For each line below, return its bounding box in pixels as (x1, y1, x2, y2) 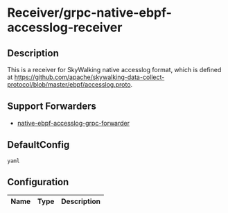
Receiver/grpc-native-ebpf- (7, 5, 172, 21)
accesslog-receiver (7, 19, 123, 35)
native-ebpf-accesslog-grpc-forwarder (17, 119, 130, 127)
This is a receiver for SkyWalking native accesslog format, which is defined (7, 66, 222, 74)
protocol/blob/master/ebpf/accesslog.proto (7, 80, 131, 88)
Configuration (7, 176, 69, 188)
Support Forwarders (7, 101, 97, 112)
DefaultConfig (7, 139, 70, 151)
